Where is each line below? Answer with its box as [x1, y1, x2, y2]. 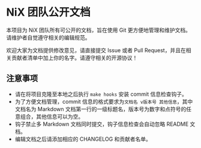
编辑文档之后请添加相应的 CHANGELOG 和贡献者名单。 [14, 135, 152, 143]
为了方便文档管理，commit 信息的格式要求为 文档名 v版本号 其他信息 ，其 [14, 98, 188, 105]
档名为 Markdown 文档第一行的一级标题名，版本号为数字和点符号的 [20, 105, 187, 113]
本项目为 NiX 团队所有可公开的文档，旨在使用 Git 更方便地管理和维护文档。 [6, 26, 191, 34]
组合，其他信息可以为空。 [20, 113, 84, 120]
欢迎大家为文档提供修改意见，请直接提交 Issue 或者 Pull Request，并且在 [6, 46, 186, 54]
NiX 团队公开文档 [6, 5, 91, 19]
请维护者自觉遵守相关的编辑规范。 [6, 34, 91, 41]
